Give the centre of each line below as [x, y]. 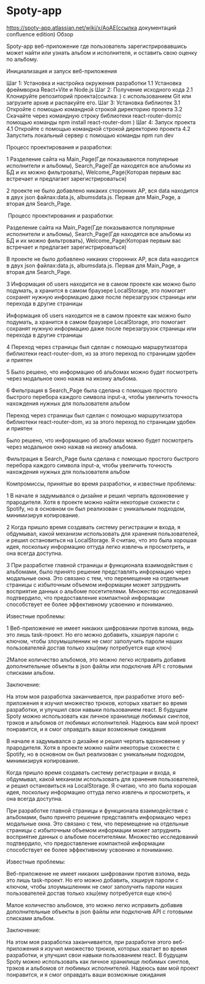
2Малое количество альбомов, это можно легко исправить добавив [96, 659]
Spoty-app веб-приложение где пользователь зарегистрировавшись [97, 46]
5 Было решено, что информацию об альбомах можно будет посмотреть [102, 372]
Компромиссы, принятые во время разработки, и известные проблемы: [101, 484]
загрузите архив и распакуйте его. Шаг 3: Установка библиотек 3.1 [93, 103]
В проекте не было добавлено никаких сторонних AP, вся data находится [102, 259]
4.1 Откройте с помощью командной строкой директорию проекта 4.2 [99, 128]
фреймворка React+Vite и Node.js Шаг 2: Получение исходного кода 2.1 [100, 89]
